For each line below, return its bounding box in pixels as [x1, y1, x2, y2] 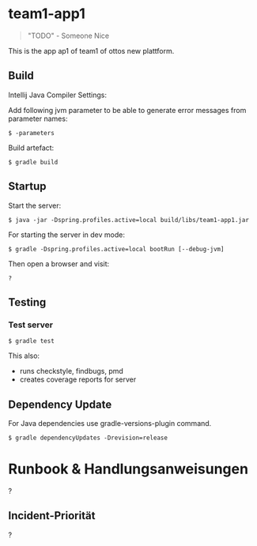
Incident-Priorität [8, 509, 96, 522]
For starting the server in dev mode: [8, 230, 125, 239]
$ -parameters [8, 129, 55, 137]
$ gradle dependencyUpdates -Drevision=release [8, 434, 168, 442]
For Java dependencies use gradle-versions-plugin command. [8, 419, 212, 428]
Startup [8, 179, 47, 194]
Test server [8, 319, 54, 330]
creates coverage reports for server [19, 375, 137, 384]
